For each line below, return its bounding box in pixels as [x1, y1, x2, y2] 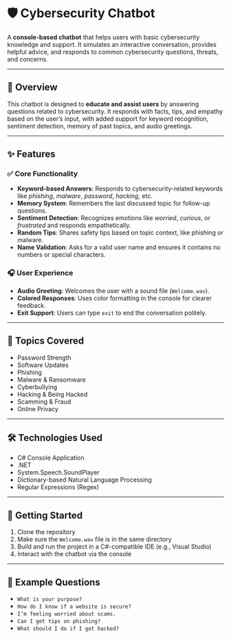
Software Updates [16, 360, 69, 369]
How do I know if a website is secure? [16, 603, 132, 610]
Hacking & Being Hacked [16, 390, 88, 398]
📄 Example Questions [7, 576, 101, 588]
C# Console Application [16, 453, 85, 462]
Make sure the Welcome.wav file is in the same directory [16, 535, 172, 544]
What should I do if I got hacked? [16, 625, 120, 632]
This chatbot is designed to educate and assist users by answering [7, 99, 199, 108]
